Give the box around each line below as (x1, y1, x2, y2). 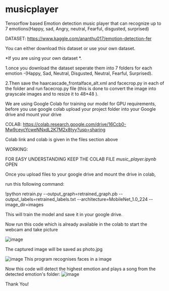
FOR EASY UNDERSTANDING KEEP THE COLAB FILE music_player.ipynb (5, 156, 156, 162)
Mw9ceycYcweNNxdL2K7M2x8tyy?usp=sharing (5, 127, 106, 133)
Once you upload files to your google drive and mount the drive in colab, (5, 171, 156, 177)
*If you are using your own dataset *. (5, 55, 82, 61)
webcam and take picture (5, 226, 58, 232)
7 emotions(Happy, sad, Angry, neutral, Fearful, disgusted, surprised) (5, 25, 149, 31)
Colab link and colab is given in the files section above (5, 136, 118, 142)
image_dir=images (5, 201, 44, 207)
